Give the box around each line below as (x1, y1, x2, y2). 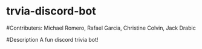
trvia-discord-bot (6, 4, 96, 18)
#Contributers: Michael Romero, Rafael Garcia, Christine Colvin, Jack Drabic (6, 24, 196, 31)
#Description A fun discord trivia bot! (6, 36, 99, 43)
